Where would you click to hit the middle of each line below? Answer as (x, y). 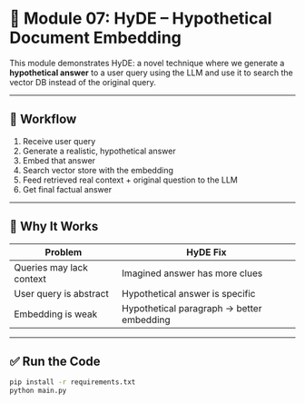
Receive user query (59, 141)
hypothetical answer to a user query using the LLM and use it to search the (151, 73)
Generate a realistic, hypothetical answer (99, 151)
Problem (64, 251)
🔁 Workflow (43, 119)
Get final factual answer (67, 189)
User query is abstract (61, 293)
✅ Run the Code (55, 361)
